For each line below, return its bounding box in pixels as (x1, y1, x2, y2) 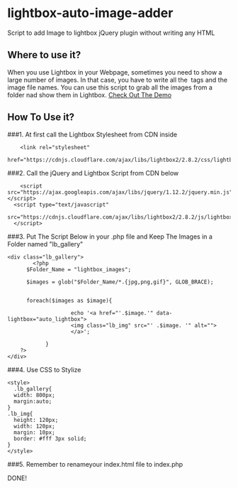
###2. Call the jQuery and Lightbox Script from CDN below (7, 168, 179, 177)
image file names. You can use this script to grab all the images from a (7, 83, 212, 92)
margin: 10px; (13, 428, 55, 436)
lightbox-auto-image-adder (7, 5, 174, 21)
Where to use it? (7, 49, 81, 61)
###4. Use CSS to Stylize (7, 365, 81, 374)
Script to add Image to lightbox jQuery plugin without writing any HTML (7, 28, 215, 37)
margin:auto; (13, 398, 52, 405)
